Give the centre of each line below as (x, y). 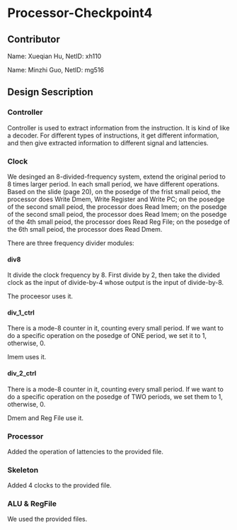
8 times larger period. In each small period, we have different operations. (113, 184)
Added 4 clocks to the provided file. (59, 485)
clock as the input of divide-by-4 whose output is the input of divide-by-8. (116, 283)
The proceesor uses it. (40, 296)
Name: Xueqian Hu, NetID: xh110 (54, 56)
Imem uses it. (27, 357)
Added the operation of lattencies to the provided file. (86, 451)
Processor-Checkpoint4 (80, 13)
